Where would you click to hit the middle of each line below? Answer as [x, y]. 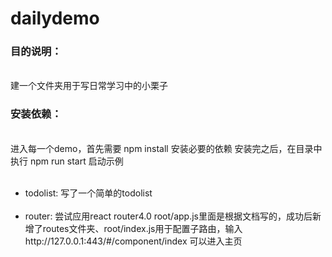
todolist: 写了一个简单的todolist [88, 193]
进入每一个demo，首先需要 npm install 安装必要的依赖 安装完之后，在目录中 [166, 148]
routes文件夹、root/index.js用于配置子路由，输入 [142, 228]
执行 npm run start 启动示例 [67, 161]
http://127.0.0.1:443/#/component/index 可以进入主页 [133, 241]
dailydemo [55, 18]
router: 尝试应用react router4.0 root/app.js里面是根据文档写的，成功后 [168, 216]
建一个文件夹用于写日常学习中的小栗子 [89, 86]
